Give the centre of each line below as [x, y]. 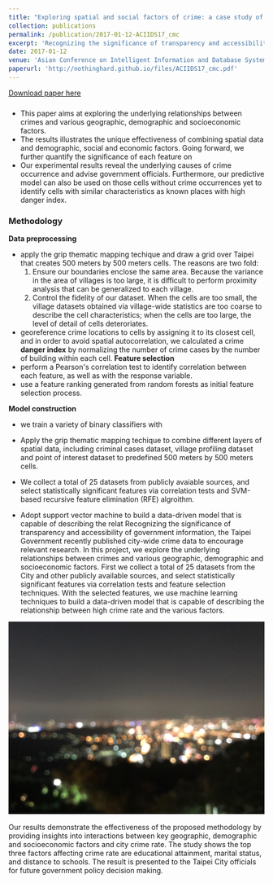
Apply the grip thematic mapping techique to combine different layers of [141, 441]
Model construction [43, 409]
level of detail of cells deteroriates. [90, 324]
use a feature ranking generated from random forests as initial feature [137, 384]
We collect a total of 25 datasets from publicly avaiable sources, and [135, 482]
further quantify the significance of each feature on [106, 156]
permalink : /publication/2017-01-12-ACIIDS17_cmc [94, 34]
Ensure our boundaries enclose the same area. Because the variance [148, 272]
